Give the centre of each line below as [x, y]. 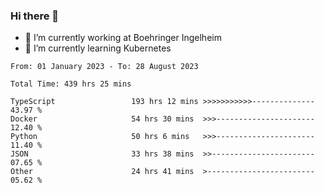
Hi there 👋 [35, 16]
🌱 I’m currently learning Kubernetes [98, 48]
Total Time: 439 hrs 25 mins [71, 84]
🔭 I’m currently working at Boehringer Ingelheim [123, 38]
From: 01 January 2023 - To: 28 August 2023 [104, 67]
